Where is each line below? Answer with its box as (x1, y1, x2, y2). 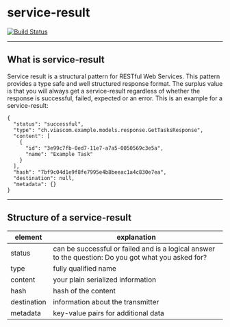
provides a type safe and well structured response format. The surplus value (7, 79, 223, 87)
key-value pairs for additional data (53, 308, 164, 317)
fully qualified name (53, 263, 116, 273)
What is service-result (7, 54, 105, 66)
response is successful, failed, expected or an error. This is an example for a (7, 94, 222, 102)
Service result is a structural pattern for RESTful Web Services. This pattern (7, 72, 220, 80)
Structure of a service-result (7, 212, 132, 224)
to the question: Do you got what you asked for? (53, 252, 207, 262)
